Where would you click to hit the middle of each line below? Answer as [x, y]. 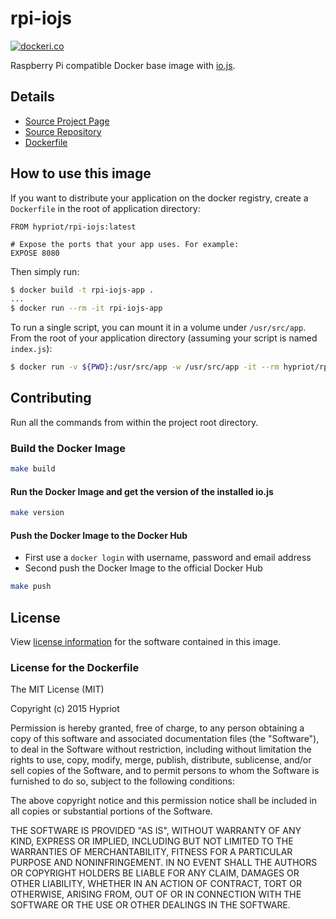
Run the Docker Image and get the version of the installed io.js [142, 491]
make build [33, 469]
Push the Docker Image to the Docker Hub [99, 535]
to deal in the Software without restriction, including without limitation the [161, 749]
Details [32, 97]
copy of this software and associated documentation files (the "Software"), [165, 739]
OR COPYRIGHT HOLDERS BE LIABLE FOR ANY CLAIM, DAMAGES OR [155, 873]
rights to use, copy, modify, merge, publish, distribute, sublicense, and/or [161, 760]
